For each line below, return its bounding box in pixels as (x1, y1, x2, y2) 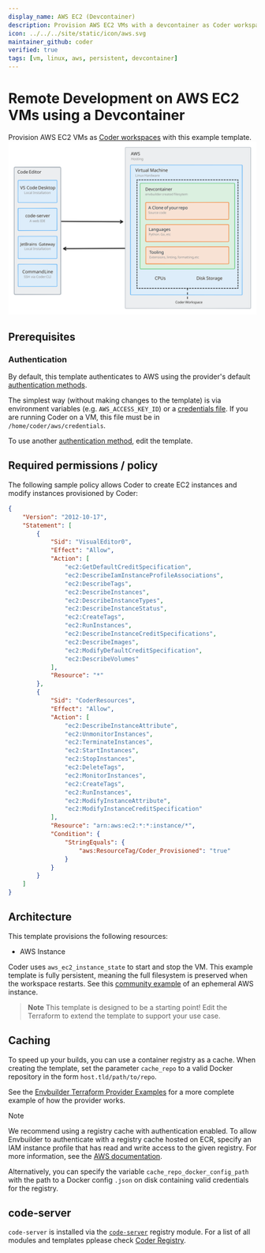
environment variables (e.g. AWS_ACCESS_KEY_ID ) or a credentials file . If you (8, 404, 248, 414)
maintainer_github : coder (8, 38, 93, 46)
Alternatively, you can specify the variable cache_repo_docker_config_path (8, 1167, 249, 1176)
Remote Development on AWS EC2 (8, 89, 240, 108)
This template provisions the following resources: (8, 931, 168, 941)
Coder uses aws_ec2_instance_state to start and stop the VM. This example (8, 962, 254, 971)
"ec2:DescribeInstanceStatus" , (64, 605, 168, 613)
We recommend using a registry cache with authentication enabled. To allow (8, 1126, 257, 1135)
